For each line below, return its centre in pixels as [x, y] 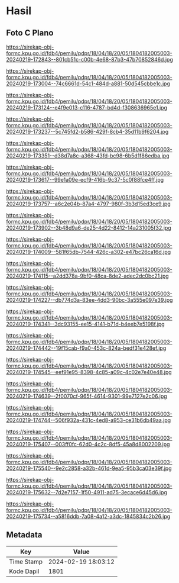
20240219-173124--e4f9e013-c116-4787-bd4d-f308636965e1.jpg [87, 107]
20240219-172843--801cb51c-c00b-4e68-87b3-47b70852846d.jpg [89, 59]
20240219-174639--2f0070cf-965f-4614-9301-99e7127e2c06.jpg [87, 396]
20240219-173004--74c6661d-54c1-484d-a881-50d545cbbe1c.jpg [88, 83]
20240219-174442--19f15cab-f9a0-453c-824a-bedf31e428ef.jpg [86, 348]
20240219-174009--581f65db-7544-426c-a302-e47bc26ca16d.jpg [89, 252]
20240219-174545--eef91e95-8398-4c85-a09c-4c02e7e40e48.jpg [89, 372]
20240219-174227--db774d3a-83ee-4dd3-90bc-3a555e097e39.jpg [89, 300]
